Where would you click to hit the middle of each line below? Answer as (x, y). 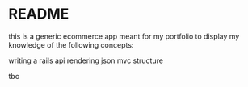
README (39, 14)
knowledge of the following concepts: (71, 44)
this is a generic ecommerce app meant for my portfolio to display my (124, 36)
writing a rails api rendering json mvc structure (86, 60)
